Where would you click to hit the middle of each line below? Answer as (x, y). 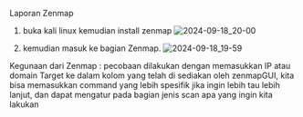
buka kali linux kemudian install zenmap (97, 30)
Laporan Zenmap (42, 13)
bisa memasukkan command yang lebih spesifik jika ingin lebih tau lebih (145, 85)
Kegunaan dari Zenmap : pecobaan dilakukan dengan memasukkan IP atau (150, 66)
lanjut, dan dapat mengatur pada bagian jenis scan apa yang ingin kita (141, 95)
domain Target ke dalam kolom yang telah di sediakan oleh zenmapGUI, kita (152, 75)
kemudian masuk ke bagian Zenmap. (92, 48)
